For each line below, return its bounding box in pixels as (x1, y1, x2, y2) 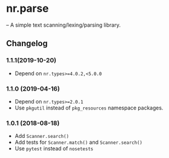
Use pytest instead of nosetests (14, 145, 94, 152)
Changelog (6, 38, 48, 49)
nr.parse (6, 2, 49, 15)
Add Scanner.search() (14, 133, 69, 140)
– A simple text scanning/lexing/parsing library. (6, 21, 121, 28)
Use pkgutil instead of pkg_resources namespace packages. (14, 104, 164, 111)
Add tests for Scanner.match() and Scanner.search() (14, 138, 143, 146)
